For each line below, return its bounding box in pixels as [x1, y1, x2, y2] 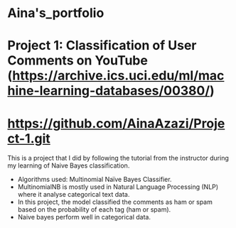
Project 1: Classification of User [7, 38, 197, 54]
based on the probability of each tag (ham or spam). [17, 205, 171, 214]
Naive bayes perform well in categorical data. [17, 213, 151, 222]
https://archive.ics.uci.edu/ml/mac [12, 67, 225, 84]
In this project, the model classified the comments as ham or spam [17, 197, 213, 207]
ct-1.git [7, 130, 51, 146]
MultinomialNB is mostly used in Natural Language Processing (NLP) [17, 183, 219, 191]
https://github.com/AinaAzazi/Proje [7, 115, 225, 131]
